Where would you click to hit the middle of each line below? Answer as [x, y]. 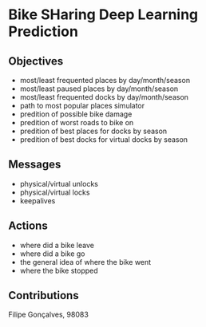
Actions [28, 226]
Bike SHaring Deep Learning [103, 15]
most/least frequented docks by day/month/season [104, 97]
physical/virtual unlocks [59, 183]
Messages [35, 165]
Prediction [43, 32]
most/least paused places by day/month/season [99, 89]
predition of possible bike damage [76, 114]
